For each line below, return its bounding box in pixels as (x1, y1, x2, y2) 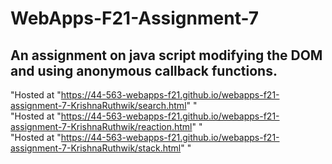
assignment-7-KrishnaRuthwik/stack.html (10, 142, 182, 154)
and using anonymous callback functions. (10, 62, 278, 79)
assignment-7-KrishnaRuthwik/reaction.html (10, 121, 193, 132)
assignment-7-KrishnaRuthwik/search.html (10, 100, 187, 111)
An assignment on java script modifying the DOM (10, 47, 323, 64)
